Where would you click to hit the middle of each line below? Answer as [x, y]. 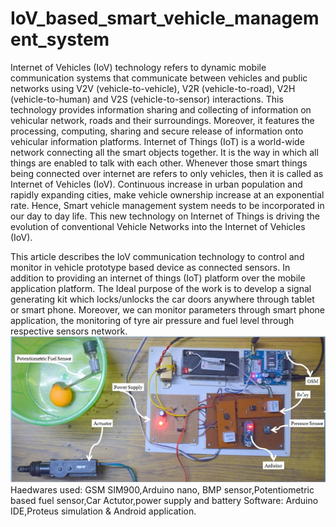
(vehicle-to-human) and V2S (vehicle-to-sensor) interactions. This [147, 99]
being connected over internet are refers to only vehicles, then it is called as [167, 173]
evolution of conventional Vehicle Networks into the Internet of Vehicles [158, 226]
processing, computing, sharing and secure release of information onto [157, 131]
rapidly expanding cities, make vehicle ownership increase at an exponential [167, 194]
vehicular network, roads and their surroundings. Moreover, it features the [162, 120]
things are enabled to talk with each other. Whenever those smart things [159, 163]
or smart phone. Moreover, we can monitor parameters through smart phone [168, 309]
